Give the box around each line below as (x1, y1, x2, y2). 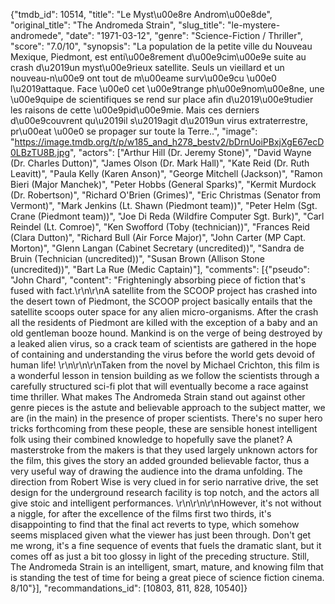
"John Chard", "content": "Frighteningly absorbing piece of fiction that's (10, 274, 307, 286)
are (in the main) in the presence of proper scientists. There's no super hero (10, 412, 323, 424)
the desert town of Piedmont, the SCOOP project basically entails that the (10, 295, 313, 307)
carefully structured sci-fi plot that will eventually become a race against (10, 380, 309, 392)
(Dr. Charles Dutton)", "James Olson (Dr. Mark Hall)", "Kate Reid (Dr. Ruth (10, 157, 310, 169)
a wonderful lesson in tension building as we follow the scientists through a (10, 370, 320, 381)
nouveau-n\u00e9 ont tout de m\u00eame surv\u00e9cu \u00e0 (10, 72, 277, 84)
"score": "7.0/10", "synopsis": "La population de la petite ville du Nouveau (10, 40, 313, 52)
